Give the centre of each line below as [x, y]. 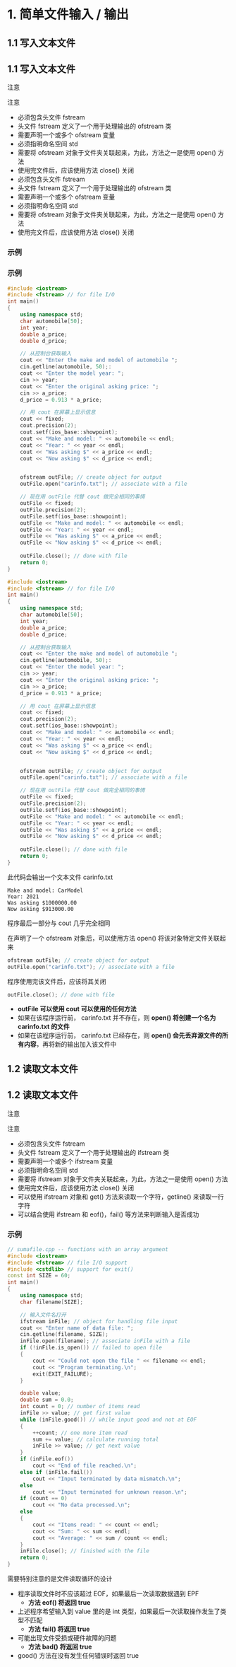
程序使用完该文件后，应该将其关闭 [57, 981]
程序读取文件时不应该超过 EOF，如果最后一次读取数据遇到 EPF [108, 1594]
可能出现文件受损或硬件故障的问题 [67, 1638]
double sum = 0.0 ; [47, 1400]
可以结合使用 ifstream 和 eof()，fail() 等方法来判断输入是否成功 [108, 1214]
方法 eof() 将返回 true [59, 1603]
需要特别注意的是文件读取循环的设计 [60, 1579]
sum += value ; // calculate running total [96, 1439]
